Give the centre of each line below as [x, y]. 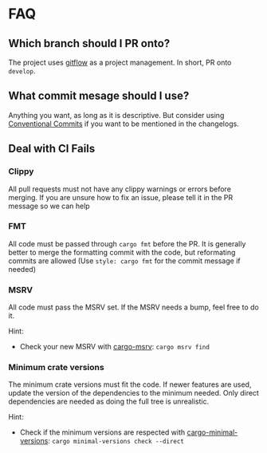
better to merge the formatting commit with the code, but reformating [122, 252]
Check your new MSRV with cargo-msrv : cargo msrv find [114, 347]
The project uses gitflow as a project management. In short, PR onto [120, 62]
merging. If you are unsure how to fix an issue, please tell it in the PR [121, 197]
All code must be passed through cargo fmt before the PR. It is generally [127, 243]
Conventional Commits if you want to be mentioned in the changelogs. [124, 124]
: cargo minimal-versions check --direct [116, 441]
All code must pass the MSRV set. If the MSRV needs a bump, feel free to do [133, 307]
